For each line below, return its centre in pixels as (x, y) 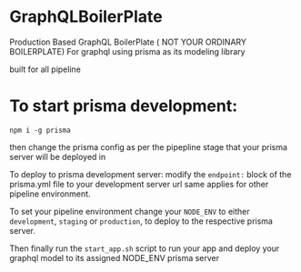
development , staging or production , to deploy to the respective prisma (141, 221)
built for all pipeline (45, 69)
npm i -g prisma (40, 130)
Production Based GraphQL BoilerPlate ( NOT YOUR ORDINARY (128, 42)
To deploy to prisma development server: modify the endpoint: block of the (150, 174)
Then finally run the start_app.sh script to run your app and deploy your (145, 248)
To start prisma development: (124, 106)
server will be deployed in (58, 156)
